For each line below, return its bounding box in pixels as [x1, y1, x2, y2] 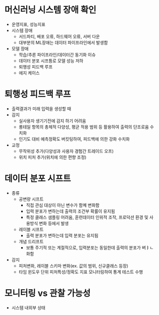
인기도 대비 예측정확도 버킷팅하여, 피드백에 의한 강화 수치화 [18, 136, 130, 142]
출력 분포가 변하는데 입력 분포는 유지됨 [26, 232, 99, 238]
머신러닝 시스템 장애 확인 [4, 4, 97, 16]
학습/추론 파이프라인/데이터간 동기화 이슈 [18, 51, 96, 57]
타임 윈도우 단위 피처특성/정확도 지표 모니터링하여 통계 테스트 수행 [18, 269, 143, 275]
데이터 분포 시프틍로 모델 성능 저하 [18, 58, 84, 64]
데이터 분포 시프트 [4, 173, 71, 184]
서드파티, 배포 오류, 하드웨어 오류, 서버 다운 [18, 33, 100, 39]
